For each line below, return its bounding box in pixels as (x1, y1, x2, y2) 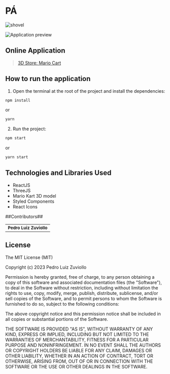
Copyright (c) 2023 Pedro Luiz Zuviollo (5, 264, 87, 270)
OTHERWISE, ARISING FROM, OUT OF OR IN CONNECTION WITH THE (5, 358, 153, 364)
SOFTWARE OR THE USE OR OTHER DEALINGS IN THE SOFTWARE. (5, 363, 148, 369)
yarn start (5, 155, 28, 160)
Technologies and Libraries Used (5, 169, 112, 177)
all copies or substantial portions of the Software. (5, 316, 108, 322)
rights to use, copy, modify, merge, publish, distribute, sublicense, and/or (5, 290, 158, 296)
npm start (5, 136, 26, 141)
